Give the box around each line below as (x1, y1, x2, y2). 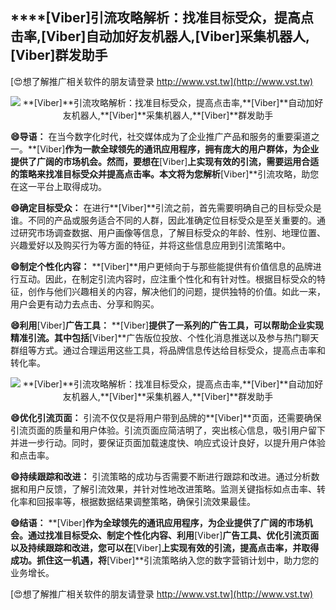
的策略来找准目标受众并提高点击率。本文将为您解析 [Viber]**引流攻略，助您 (10, 168, 320, 180)
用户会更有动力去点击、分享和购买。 (10, 298, 160, 310)
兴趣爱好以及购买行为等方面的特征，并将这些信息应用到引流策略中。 (10, 239, 291, 251)
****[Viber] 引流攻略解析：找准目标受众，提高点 (10, 9, 315, 27)
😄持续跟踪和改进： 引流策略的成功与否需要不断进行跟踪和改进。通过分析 (10, 470, 312, 482)
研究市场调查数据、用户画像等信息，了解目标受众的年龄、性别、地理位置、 (18, 226, 326, 238)
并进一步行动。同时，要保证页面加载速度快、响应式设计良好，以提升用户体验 (10, 436, 326, 448)
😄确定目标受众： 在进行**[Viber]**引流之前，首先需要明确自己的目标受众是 (10, 201, 322, 213)
